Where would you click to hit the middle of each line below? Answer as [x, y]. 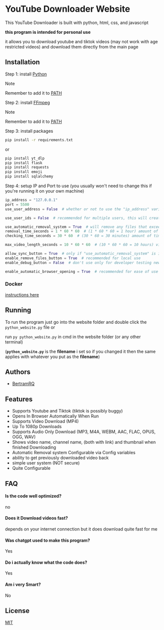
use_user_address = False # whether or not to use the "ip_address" [77, 209]
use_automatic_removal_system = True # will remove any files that [76, 227]
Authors [18, 372]
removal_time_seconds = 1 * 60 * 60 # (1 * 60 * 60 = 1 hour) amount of [82, 231]
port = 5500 [17, 204]
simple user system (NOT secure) [46, 463]
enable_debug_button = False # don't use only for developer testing [78, 263]
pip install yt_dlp [25, 158]
